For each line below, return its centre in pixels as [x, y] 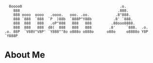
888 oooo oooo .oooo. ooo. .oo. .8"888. [72, 15]
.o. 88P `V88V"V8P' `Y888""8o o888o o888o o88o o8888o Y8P [76, 32]
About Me [25, 55]
